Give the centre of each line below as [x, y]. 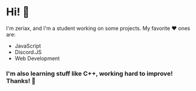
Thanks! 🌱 [21, 80]
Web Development [37, 58]
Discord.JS [28, 52]
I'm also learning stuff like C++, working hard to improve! [89, 73]
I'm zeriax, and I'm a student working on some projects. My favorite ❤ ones [98, 28]
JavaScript [28, 46]
